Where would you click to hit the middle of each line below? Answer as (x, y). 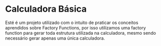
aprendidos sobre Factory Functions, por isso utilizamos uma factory (76, 27)
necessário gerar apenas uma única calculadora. (55, 38)
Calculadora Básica (46, 9)
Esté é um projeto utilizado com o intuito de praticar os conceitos (72, 23)
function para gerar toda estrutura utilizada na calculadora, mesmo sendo (81, 33)
